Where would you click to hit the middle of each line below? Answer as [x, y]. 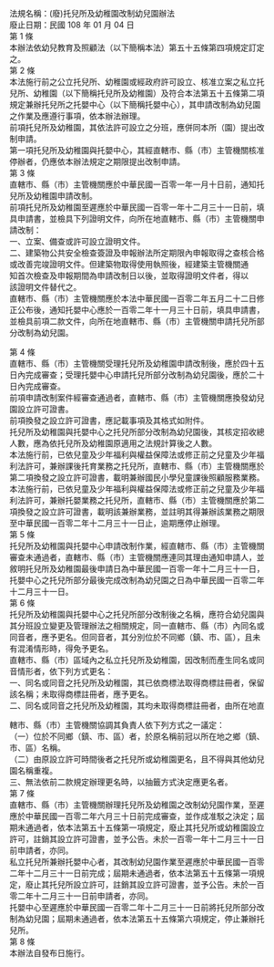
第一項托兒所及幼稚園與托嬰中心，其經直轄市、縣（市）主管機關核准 [137, 150]
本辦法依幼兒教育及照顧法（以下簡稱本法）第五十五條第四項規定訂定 [137, 47]
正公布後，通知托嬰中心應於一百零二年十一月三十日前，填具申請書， [137, 310]
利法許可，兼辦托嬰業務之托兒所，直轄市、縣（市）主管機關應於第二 [137, 500]
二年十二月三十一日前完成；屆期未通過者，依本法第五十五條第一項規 [137, 873]
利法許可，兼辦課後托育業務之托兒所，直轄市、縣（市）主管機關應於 [137, 466]
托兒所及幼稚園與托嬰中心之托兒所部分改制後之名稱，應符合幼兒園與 [137, 614]
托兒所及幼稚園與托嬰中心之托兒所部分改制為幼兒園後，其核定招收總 [137, 432]
